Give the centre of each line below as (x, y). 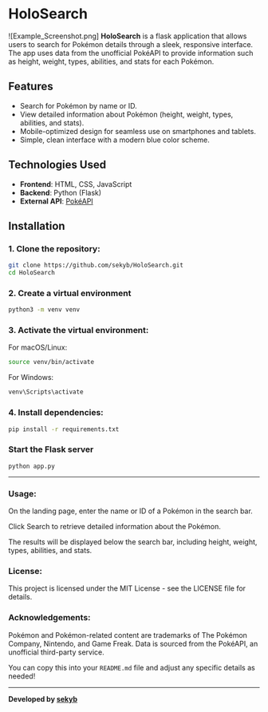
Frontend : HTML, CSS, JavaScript (76, 184)
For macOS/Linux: (38, 347)
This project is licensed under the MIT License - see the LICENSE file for (127, 588)
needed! (22, 676)
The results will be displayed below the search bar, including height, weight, (133, 542)
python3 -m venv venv (44, 310)
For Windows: (31, 378)
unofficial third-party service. (57, 652)
